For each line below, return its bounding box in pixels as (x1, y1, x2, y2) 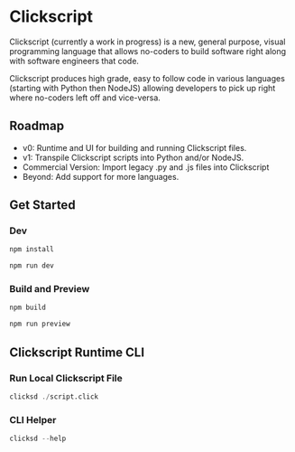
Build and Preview (9, 283, 90, 296)
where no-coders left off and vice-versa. (9, 92, 161, 103)
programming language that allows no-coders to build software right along (9, 45, 287, 56)
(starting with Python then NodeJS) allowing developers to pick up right (9, 82, 276, 93)
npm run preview (9, 319, 70, 329)
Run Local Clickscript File (9, 372, 124, 384)
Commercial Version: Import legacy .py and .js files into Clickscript (22, 161, 270, 173)
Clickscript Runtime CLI (9, 344, 145, 360)
